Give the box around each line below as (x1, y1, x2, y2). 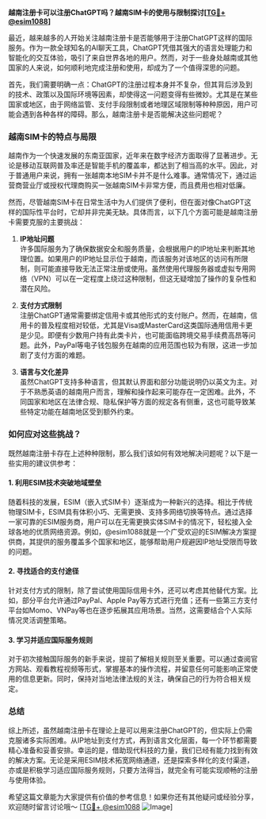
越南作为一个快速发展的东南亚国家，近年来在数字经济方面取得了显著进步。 (8, 151, 251, 160)
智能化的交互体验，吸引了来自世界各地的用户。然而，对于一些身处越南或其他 (8, 53, 258, 62)
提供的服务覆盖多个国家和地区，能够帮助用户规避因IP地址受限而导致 (35, 536, 257, 547)
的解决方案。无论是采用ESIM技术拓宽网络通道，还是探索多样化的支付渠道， (8, 755, 254, 765)
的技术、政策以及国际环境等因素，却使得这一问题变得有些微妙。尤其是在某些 (8, 90, 258, 99)
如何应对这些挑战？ (8, 429, 82, 440)
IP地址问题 (19, 234, 55, 244)
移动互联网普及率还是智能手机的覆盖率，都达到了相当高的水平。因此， (21, 160, 251, 170)
